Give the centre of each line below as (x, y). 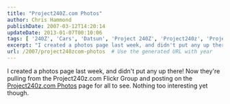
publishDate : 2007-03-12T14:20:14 (56, 26)
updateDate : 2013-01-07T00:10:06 (55, 32)
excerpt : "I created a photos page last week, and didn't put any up (108, 45)
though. (18, 92)
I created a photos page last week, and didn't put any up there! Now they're (114, 71)
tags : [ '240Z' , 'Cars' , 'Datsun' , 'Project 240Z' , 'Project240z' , (105, 39)
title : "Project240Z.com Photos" (55, 13)
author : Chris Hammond (39, 20)
